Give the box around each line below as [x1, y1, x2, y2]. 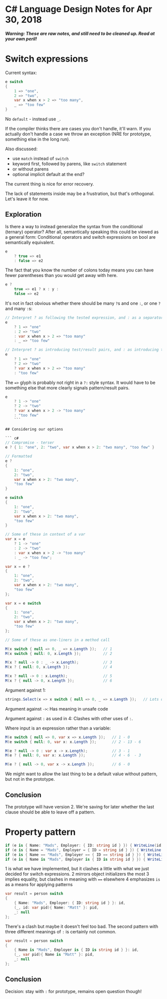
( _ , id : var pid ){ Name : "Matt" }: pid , [14, 905, 99, 910]
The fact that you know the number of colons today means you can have [5, 267, 154, 273]
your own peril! [5, 36, 37, 42]
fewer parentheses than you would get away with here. [5, 272, 118, 278]
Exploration [5, 210, 42, 219]
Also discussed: [5, 146, 38, 152]
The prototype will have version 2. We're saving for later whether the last [5, 804, 154, 810]
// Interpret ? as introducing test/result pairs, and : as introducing [5, 347, 159, 353]
